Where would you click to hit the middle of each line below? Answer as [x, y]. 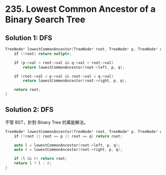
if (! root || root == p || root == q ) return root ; [68, 136]
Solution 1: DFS [29, 38]
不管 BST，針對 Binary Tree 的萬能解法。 [47, 122]
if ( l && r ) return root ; [41, 159]
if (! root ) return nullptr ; [43, 54]
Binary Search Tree [45, 20]
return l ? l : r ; [33, 163]
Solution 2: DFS [29, 110]
